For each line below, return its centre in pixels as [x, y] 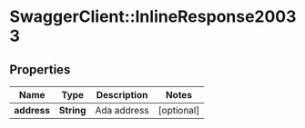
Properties [40, 69]
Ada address [122, 110]
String [72, 110]
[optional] [179, 110]
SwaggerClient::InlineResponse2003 [153, 17]
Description [122, 95]
